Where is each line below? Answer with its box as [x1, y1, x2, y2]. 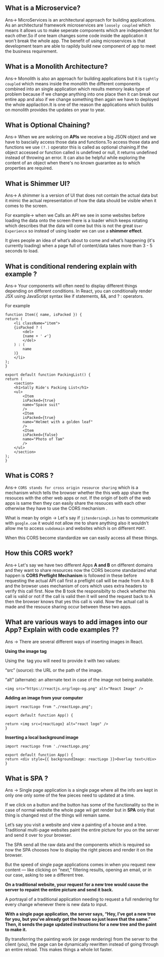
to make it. [5, 927, 27, 932]
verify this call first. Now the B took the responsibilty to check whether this [5, 588, 156, 594]
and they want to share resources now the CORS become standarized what [5, 567, 157, 573]
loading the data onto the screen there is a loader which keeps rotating [5, 218, 148, 224]
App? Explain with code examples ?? [5, 625, 119, 634]
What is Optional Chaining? [5, 121, 91, 129]
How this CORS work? [5, 549, 73, 557]
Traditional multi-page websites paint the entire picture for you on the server [5, 827, 160, 833]
